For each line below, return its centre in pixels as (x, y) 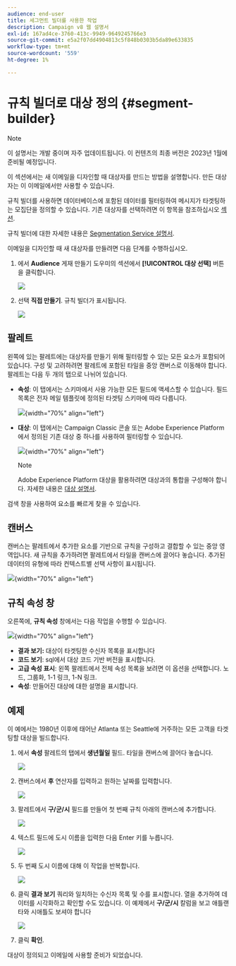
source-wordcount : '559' (44, 54)
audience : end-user (36, 14)
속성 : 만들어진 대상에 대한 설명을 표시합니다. (78, 686)
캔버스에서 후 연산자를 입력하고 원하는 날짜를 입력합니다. (95, 781)
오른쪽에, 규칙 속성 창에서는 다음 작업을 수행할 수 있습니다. (87, 621)
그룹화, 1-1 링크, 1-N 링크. (62, 677)
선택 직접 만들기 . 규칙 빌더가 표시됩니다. (72, 300)
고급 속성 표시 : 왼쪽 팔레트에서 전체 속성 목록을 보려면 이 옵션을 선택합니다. (119, 668)
